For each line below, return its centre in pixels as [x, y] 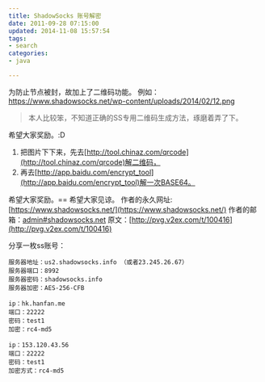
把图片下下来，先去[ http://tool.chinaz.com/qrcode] [104, 152]
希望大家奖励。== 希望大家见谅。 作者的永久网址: [90, 199]
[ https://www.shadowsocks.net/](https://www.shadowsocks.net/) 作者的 [129, 209]
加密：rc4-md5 [30, 329]
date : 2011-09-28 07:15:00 [54, 23]
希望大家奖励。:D [37, 135]
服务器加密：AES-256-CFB [46, 288]
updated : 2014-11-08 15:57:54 [59, 31]
